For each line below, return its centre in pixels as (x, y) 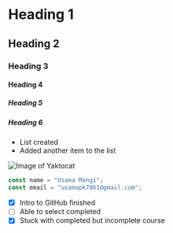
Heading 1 (41, 15)
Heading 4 (26, 85)
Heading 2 (34, 44)
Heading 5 (26, 102)
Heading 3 (28, 66)
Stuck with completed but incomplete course (92, 220)
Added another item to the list (68, 150)
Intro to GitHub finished (57, 203)
